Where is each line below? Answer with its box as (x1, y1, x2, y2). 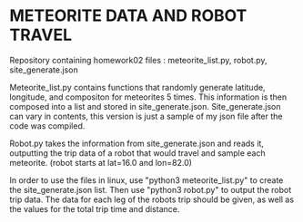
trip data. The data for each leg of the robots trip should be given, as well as (9, 194, 294, 205)
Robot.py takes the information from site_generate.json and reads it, (9, 138, 264, 149)
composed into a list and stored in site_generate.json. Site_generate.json (9, 101, 281, 111)
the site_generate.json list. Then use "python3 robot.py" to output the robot (9, 184, 292, 195)
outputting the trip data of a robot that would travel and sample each (9, 147, 266, 159)
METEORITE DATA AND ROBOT (9, 5, 247, 26)
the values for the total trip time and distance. (9, 203, 180, 214)
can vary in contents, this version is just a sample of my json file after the (9, 111, 283, 121)
